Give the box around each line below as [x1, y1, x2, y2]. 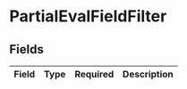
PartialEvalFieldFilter [9, 6, 167, 27]
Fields [9, 42, 45, 57]
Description [122, 69, 174, 80]
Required [74, 69, 115, 80]
